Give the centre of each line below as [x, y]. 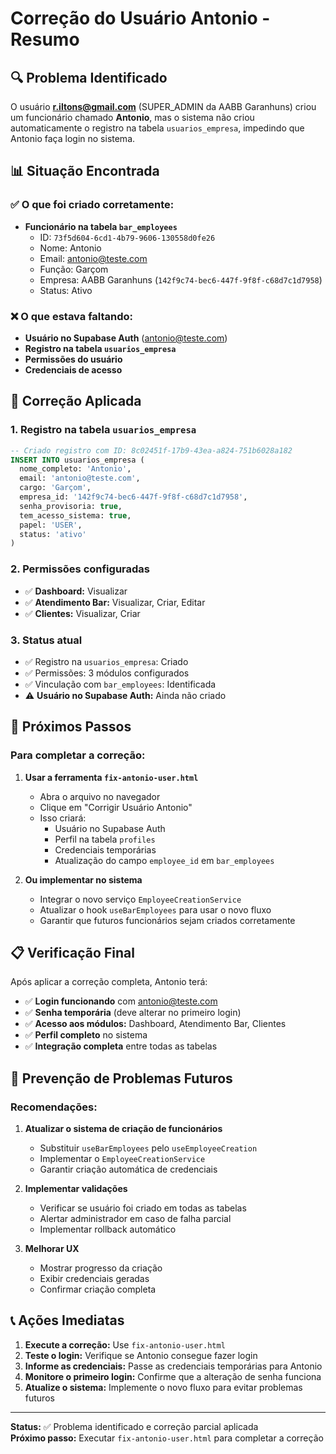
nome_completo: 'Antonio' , [75, 469]
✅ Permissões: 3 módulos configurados [107, 673]
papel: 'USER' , [51, 525]
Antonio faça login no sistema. [73, 138]
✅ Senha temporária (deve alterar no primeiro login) [133, 1013]
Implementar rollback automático [108, 1229]
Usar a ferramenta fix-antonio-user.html [111, 777]
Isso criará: [63, 818]
